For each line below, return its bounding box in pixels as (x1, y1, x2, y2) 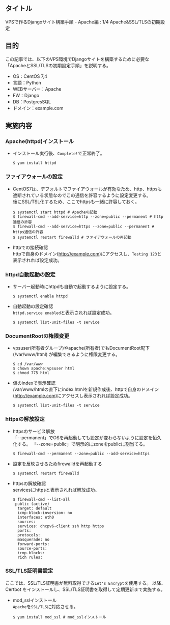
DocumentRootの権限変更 (5, 332, 70, 339)
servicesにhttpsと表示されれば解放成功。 (12, 487, 100, 493)
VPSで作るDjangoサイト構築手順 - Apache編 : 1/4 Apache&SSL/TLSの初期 (5, 19, 161, 25)
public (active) (15, 501, 50, 506)
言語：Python (12, 79, 42, 86)
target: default (17, 505, 52, 511)
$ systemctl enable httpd (12, 294, 68, 299)
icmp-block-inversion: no (17, 510, 72, 515)
